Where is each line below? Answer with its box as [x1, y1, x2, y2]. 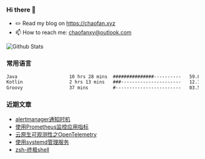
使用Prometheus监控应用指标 [15, 123, 89, 130]
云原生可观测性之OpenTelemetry [15, 130, 97, 138]
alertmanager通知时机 [15, 115, 71, 122]
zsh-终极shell [15, 146, 50, 153]
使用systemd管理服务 [15, 138, 69, 146]
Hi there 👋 [6, 5, 37, 14]
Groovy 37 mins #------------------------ [6, 85, 182, 91]
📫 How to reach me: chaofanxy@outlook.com [15, 29, 132, 36]
